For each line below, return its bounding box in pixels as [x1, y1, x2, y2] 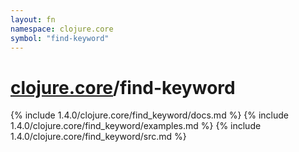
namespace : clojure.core [10, 24, 114, 34]
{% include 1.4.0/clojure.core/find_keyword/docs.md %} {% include [10, 109, 290, 121]
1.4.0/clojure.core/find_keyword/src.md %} [10, 131, 187, 143]
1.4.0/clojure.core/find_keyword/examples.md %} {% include [10, 120, 262, 132]
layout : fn [10, 14, 56, 25]
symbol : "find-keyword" [10, 33, 110, 43]
